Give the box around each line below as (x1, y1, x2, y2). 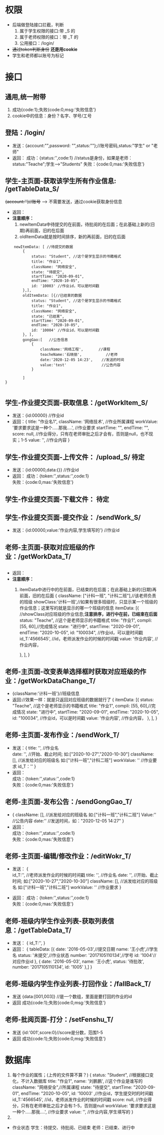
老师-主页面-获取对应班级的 (5, 543, 89, 551)
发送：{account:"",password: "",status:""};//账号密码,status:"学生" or (12, 142, 150, 148)
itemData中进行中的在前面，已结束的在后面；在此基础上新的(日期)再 (19, 587, 157, 593)
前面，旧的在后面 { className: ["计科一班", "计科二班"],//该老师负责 (19, 593, 157, 599)
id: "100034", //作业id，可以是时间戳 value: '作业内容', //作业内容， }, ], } (12, 715, 158, 721)
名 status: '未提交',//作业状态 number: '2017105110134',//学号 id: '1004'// (12, 952, 157, 958)
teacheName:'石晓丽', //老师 (40, 352, 118, 357)
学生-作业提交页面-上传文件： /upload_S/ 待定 (5, 453, 145, 461)
